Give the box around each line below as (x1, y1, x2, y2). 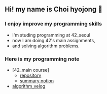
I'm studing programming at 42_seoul (12, 32, 91, 38)
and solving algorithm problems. (12, 43, 80, 49)
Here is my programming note (5, 55, 80, 62)
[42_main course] (12, 67, 49, 73)
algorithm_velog (12, 83, 46, 89)
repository (19, 72, 42, 78)
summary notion (19, 77, 54, 84)
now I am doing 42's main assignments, (12, 37, 95, 43)
